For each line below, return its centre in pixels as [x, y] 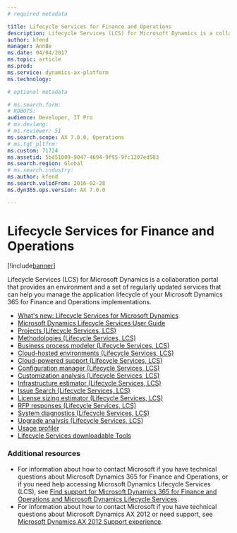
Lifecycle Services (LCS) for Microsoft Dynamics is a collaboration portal [113, 279]
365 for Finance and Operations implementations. [79, 301]
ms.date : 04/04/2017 [38, 53]
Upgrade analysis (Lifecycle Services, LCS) [80, 420]
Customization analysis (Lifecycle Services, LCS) [89, 376]
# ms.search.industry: [41, 170]
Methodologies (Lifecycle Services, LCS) [77, 338]
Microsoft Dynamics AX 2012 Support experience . [90, 521]
